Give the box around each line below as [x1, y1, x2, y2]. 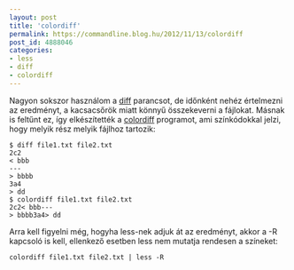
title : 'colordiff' [9, 21, 81, 30]
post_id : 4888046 [9, 37, 73, 47]
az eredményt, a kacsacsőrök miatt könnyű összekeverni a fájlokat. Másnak [9, 104, 285, 115]
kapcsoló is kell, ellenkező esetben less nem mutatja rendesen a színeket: [9, 235, 279, 246]
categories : [9, 46, 53, 55]
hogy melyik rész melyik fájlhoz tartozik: [9, 123, 157, 134]
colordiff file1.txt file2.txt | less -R [9, 252, 165, 262]
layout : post [9, 12, 58, 22]
